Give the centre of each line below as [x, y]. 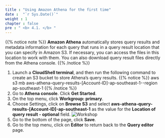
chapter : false [22, 23]
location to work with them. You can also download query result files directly [83, 58]
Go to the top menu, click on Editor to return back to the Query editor [83, 125]
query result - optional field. [41, 114]
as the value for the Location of [124, 109]
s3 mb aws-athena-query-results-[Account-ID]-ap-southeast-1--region [85, 83]
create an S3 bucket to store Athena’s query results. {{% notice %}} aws [85, 78]
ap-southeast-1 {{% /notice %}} [45, 88]
